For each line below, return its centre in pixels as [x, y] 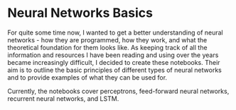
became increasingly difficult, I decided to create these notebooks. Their [114, 62]
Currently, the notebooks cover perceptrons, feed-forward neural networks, [118, 91]
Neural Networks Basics [80, 13]
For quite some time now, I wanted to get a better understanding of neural [115, 32]
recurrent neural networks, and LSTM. [63, 98]
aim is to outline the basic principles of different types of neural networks [114, 70]
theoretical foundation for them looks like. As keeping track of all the [107, 47]
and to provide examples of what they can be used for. [87, 77]
